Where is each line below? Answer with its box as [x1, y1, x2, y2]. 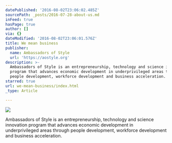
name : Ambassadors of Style [10, 50, 70, 55]
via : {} [5, 31, 22, 36]
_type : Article [5, 88, 38, 93]
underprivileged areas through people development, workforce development [5, 127, 167, 133]
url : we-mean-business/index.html [5, 83, 79, 88]
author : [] [5, 27, 29, 32]
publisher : [5, 45, 29, 51]
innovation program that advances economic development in [5, 122, 134, 128]
